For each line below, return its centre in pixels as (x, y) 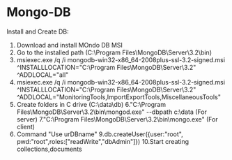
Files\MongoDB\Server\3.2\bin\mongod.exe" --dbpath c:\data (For (111, 112)
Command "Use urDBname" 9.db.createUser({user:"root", (100, 134)
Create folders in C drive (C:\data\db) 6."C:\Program (91, 104)
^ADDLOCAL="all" (42, 75)
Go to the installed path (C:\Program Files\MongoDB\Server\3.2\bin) (114, 52)
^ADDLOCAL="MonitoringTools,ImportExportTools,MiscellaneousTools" (118, 97)
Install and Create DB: (38, 31)
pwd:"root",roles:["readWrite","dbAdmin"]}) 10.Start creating (103, 141)
